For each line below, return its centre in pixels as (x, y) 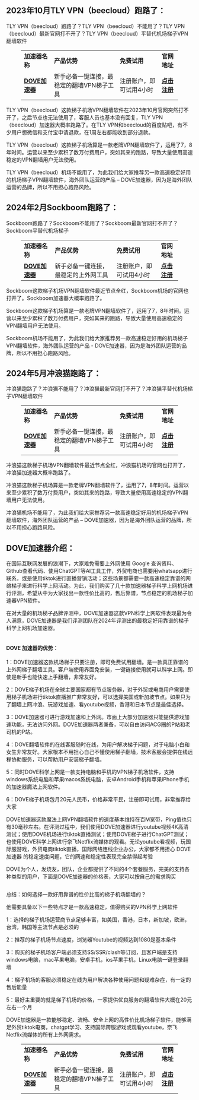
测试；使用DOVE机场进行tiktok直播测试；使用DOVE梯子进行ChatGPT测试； (98, 834)
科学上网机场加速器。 (32, 628)
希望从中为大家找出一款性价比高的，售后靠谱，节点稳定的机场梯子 (107, 593)
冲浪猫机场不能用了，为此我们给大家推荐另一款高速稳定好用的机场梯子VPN (97, 513)
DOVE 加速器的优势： (32, 648)
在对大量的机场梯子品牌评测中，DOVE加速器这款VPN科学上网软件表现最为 (97, 613)
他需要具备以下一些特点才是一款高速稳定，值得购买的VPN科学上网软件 (92, 907)
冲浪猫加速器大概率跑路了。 (40, 473)
